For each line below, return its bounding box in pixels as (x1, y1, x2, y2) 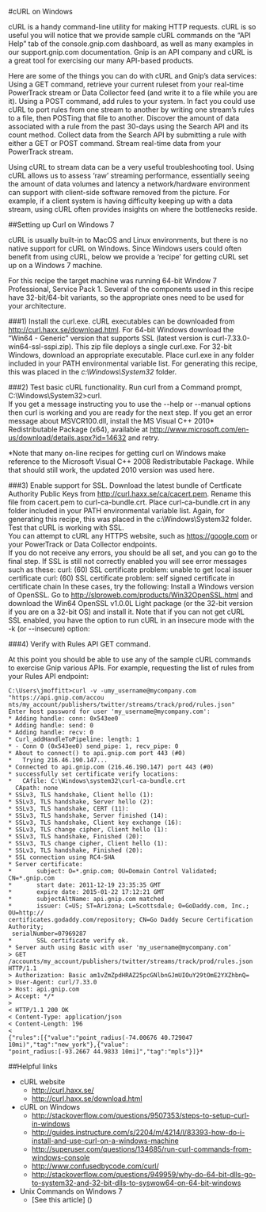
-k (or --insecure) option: (8, 624, 90, 633)
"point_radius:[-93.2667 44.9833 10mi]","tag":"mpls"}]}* (8, 1048, 203, 1056)
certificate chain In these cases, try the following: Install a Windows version (8, 582, 255, 591)
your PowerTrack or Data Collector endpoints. (8, 539, 158, 549)
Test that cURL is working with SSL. (8, 523, 124, 532)
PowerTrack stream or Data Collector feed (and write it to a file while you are (8, 88, 258, 98)
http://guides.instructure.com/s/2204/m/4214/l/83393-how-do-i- (31, 1128, 245, 1137)
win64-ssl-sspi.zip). (8, 342, 74, 351)
